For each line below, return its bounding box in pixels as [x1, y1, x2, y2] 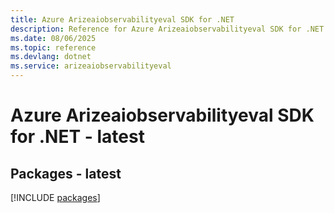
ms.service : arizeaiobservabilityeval [10, 61, 172, 71]
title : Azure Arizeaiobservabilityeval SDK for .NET [10, 14, 235, 25]
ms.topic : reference [10, 42, 97, 53]
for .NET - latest [10, 126, 145, 148]
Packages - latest [10, 165, 122, 182]
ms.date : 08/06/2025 [10, 33, 97, 43]
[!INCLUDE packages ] [10, 192, 101, 203]
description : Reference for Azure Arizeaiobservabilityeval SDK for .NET [10, 24, 325, 34]
